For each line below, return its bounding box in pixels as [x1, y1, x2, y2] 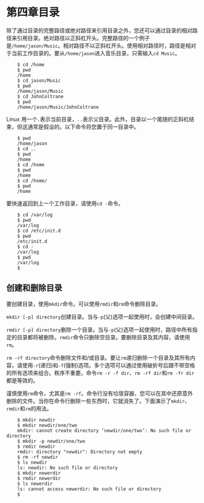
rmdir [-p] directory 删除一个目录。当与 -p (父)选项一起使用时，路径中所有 [6, 326, 192, 333]
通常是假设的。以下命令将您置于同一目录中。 [27, 123, 140, 130]
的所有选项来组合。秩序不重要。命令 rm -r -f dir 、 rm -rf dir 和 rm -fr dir [6, 369, 195, 376]
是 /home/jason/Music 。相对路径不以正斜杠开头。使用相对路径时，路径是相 [6, 42, 191, 49]
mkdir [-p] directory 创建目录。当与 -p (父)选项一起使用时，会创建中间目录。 [6, 313, 198, 320]
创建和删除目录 [6, 283, 63, 293]
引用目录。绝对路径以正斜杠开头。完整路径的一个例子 [16, 34, 150, 41]
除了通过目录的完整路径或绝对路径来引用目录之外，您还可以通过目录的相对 [6, 27, 192, 34]
